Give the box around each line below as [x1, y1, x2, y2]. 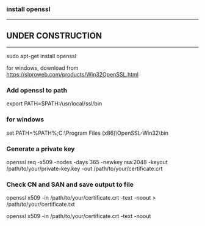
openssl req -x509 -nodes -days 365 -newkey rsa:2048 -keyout [6, 159, 168, 165]
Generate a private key [6, 145, 75, 153]
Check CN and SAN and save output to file [6, 180, 134, 189]
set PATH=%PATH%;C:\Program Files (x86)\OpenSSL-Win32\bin [6, 129, 169, 137]
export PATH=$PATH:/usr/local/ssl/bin [6, 100, 103, 107]
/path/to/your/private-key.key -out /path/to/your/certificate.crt [6, 165, 163, 172]
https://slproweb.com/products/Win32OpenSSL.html [6, 71, 139, 78]
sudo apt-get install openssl [6, 53, 76, 60]
